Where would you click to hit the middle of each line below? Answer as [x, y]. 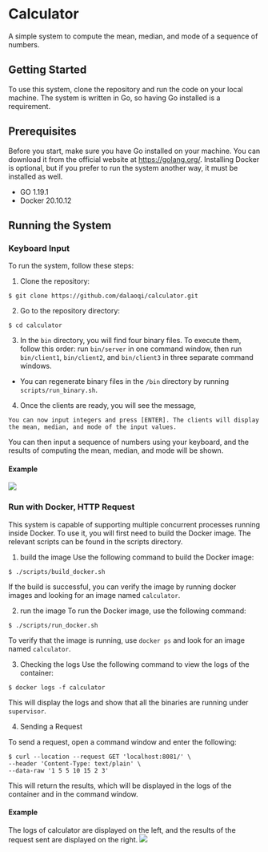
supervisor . [27, 711]
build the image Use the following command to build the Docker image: [137, 557]
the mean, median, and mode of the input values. [93, 427]
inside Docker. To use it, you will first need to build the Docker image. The [130, 533]
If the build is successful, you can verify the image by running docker [122, 587]
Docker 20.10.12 [46, 200]
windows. [36, 366]
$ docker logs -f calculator [57, 687]
